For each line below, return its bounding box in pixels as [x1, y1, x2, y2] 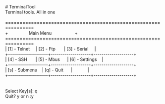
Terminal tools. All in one [5, 9, 55, 15]
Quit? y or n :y [5, 93, 34, 99]
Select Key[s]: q [5, 88, 38, 94]
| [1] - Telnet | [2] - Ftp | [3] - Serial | [5, 46, 96, 52]
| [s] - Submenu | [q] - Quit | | [5, 67, 90, 73]
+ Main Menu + [5, 30, 78, 36]
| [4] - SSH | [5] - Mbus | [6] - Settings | [5, 56, 104, 62]
